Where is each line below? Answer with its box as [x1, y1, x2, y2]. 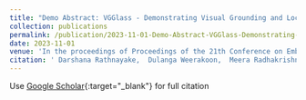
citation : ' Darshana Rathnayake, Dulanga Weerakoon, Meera [9, 55, 250, 65]
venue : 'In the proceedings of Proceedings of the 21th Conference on [9, 47, 283, 56]
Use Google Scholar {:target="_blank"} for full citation [9, 81, 209, 91]
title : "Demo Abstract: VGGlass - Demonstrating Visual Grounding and [9, 13, 283, 23]
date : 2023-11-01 [9, 38, 76, 48]
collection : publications [9, 22, 107, 31]
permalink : [9, 30, 51, 39]
